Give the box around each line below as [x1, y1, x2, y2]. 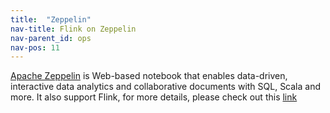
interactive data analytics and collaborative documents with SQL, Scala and [10, 81, 322, 93]
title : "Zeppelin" [10, 14, 92, 25]
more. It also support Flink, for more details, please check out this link [10, 91, 298, 103]
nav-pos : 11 [10, 42, 60, 53]
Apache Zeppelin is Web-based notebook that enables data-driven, [10, 70, 288, 82]
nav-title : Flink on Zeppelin [10, 24, 137, 34]
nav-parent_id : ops [10, 33, 92, 43]
